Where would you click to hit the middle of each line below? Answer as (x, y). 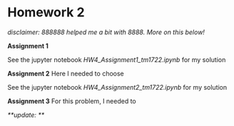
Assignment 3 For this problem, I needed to (72, 101)
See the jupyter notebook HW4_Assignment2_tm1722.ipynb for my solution (117, 87)
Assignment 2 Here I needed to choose (66, 73)
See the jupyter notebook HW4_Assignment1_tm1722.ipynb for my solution (117, 59)
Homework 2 (46, 12)
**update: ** (26, 115)
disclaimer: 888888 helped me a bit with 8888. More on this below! (106, 32)
